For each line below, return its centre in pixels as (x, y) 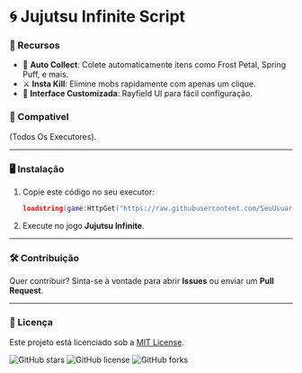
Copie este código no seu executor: (88, 192)
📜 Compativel (39, 117)
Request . (27, 291)
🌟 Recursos (35, 45)
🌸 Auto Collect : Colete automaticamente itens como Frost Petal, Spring (154, 65)
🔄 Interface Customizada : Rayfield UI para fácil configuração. (138, 94)
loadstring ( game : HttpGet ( (71, 209)
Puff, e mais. (45, 75)
